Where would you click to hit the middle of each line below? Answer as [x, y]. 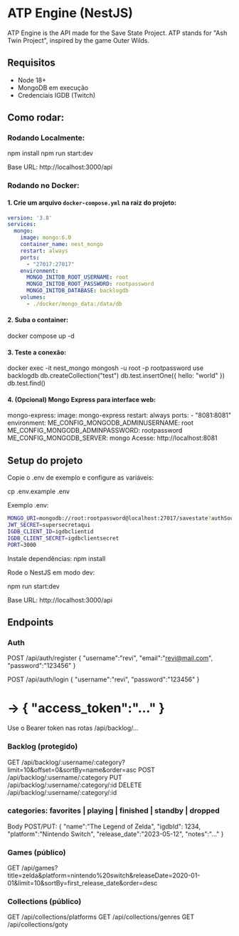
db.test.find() [27, 384]
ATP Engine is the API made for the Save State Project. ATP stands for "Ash [117, 33]
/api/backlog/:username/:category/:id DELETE [75, 785]
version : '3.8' [30, 218]
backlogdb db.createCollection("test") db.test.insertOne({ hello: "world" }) [116, 376]
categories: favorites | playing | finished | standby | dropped [114, 811]
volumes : [33, 297]
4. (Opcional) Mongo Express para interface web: [82, 399]
